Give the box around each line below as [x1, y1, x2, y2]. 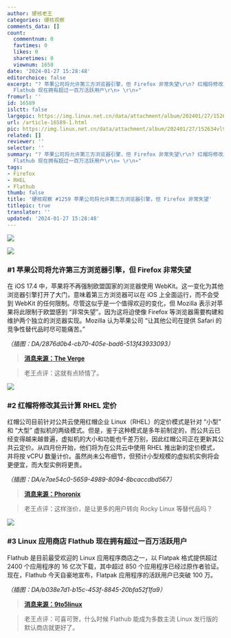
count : [7, 29, 26, 37]
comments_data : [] [7, 23, 60, 30]
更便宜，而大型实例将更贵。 [7, 461, 86, 469]
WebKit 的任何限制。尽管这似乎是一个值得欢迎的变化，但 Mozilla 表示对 [14, 299, 217, 307]
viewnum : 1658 [13, 61, 54, 68]
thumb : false [7, 189, 45, 196]
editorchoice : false [7, 74, 67, 81]
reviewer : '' [7, 138, 45, 145]
